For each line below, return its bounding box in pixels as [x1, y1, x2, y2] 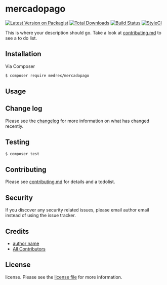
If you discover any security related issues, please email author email [5, 207, 149, 213]
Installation [5, 50, 41, 58]
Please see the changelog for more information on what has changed [5, 118, 150, 124]
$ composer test [5, 151, 39, 156]
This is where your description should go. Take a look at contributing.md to [5, 29, 162, 35]
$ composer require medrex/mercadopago [5, 73, 90, 78]
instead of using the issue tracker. [5, 212, 76, 219]
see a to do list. [5, 35, 37, 41]
